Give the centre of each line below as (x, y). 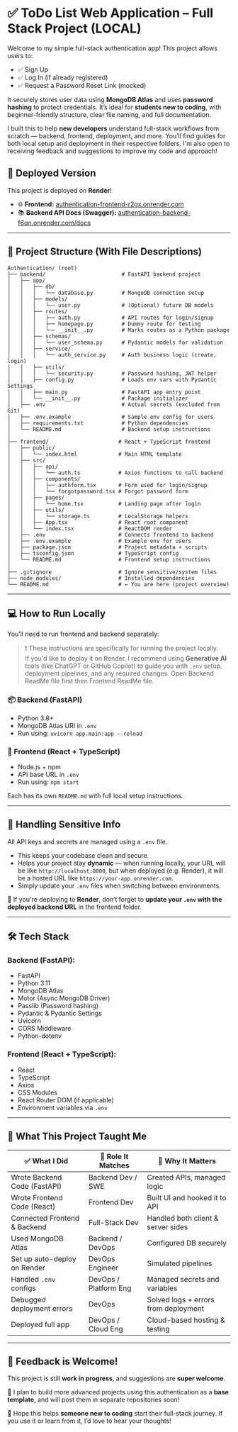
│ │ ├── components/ (44, 479)
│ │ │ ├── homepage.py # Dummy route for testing (104, 324)
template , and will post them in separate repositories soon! (93, 1400)
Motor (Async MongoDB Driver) (64, 998)
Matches (114, 1165)
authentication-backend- (154, 212)
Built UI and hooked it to (187, 1197)
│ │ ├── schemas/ (39, 336)
